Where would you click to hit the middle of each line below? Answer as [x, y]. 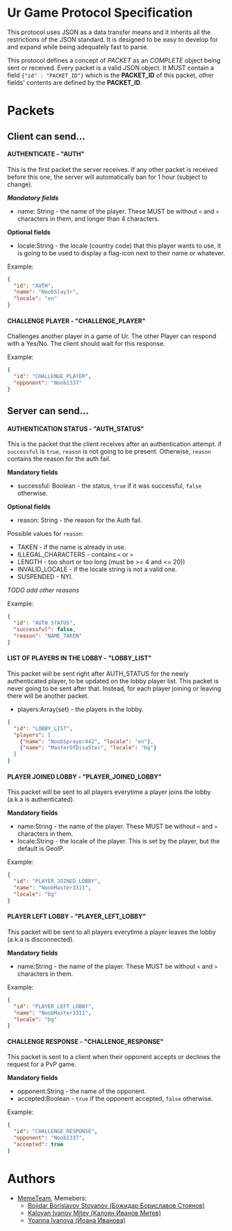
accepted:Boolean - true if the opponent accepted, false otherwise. [115, 1099]
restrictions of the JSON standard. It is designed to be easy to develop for [113, 39]
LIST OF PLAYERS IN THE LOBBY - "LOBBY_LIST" [80, 658]
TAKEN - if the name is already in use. [72, 547]
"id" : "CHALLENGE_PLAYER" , [52, 376]
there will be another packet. [48, 696]
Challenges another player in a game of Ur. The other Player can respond [112, 336]
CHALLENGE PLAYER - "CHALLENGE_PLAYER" [76, 321]
